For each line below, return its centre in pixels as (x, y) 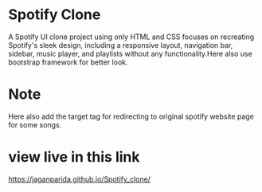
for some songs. (35, 124)
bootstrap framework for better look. (68, 62)
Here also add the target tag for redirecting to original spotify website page (131, 116)
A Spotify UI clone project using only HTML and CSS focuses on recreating (131, 37)
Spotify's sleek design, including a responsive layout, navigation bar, (121, 45)
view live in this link (74, 157)
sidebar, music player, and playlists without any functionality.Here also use (130, 53)
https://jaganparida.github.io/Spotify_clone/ (80, 179)
